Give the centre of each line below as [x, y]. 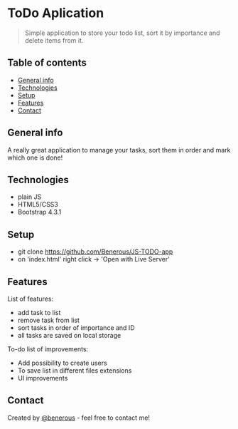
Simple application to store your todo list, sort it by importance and [122, 33]
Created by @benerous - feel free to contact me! [79, 418]
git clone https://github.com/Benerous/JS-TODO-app [95, 252]
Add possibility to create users [63, 363]
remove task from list [49, 320]
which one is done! [35, 157]
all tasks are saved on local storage [69, 335]
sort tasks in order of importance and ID [76, 328]
